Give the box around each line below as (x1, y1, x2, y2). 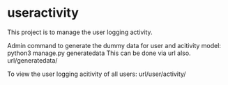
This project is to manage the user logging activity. (7, 28, 153, 36)
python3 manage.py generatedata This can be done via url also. (7, 49, 191, 57)
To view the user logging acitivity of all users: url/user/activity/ (7, 70, 186, 78)
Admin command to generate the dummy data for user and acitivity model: (7, 41, 222, 49)
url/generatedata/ (7, 56, 58, 64)
